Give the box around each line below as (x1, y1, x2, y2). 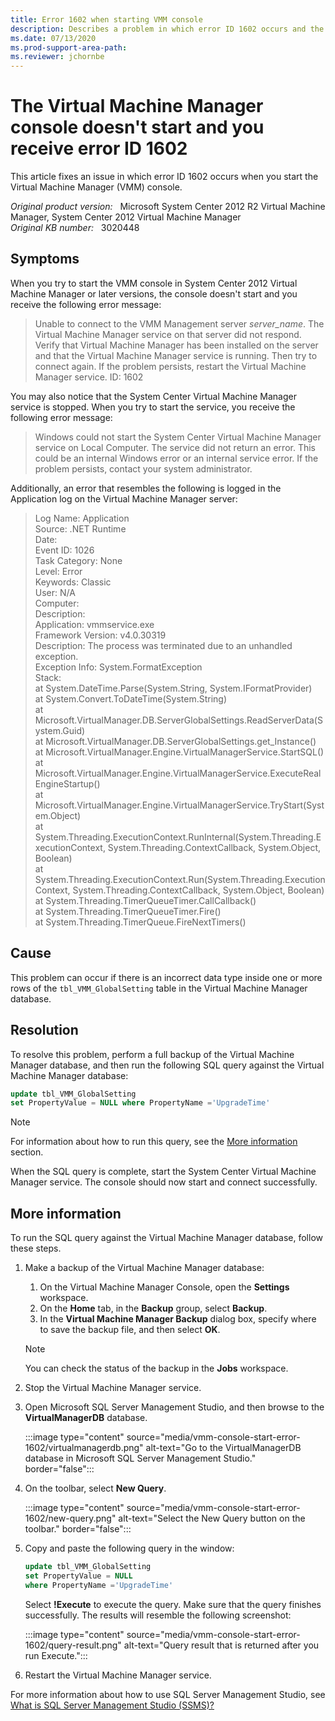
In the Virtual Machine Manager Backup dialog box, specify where (39, 1313, 317, 1325)
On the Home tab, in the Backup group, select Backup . (39, 1302, 268, 1315)
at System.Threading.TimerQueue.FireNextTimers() (34, 916, 247, 928)
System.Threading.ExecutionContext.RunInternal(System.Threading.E (34, 831, 322, 843)
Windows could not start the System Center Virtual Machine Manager (34, 431, 322, 443)
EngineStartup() (34, 777, 101, 790)
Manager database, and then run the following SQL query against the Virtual (10, 1059, 325, 1071)
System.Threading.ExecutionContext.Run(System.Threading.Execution (34, 873, 326, 885)
